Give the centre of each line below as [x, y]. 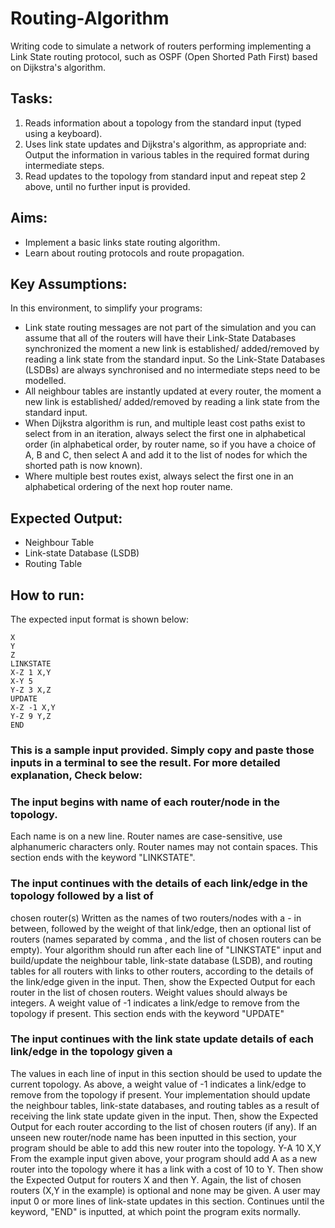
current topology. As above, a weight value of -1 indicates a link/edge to [158, 1084]
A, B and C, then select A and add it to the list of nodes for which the [166, 455]
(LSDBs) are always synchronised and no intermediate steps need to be [172, 370]
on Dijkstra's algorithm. [58, 67]
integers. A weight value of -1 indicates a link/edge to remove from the [155, 1003]
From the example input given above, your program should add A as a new [164, 1158]
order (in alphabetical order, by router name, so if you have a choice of [170, 444]
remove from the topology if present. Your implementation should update [160, 1094]
